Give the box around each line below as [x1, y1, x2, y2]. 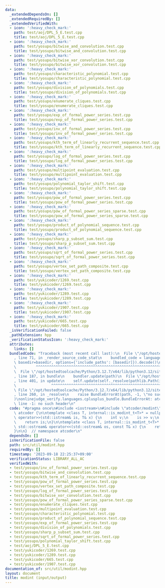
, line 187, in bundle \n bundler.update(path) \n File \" [14, 374, 141, 379]
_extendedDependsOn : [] [9, 12, 58, 17]
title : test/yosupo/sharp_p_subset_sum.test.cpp [14, 241, 115, 246]
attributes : [9, 342, 34, 346]
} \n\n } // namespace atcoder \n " [14, 429, 82, 434]
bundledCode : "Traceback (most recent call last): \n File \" [9, 351, 139, 356]
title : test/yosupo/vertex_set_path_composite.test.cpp [14, 268, 131, 274]
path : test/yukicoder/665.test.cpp [14, 319, 87, 324]
